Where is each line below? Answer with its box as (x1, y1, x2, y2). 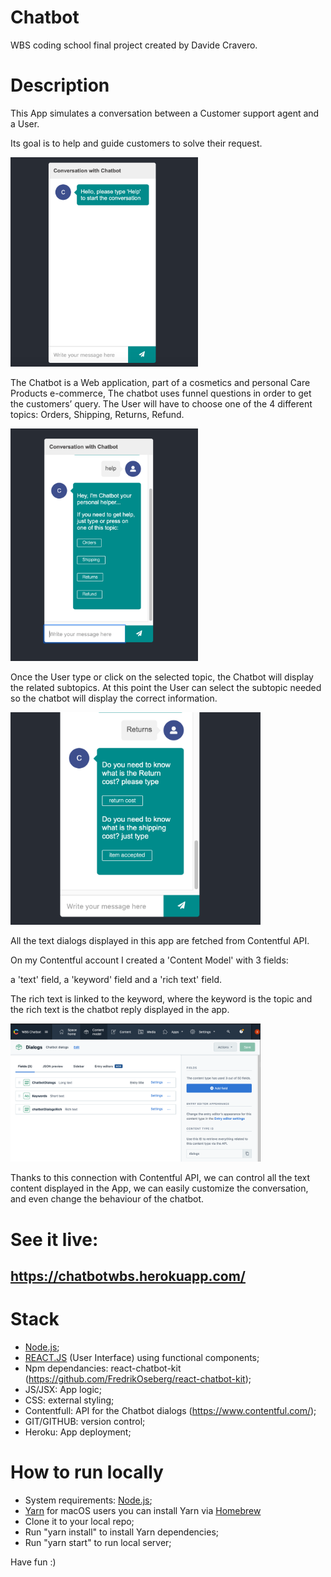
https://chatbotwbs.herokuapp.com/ (10, 1268, 246, 1285)
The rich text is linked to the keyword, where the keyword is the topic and (10, 992, 313, 1005)
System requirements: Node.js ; (24, 1494, 153, 1506)
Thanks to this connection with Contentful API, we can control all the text (10, 1172, 311, 1184)
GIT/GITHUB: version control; (24, 1415, 146, 1427)
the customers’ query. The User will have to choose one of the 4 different (10, 398, 313, 410)
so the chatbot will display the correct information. (10, 692, 218, 705)
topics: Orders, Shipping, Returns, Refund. (10, 409, 185, 421)
